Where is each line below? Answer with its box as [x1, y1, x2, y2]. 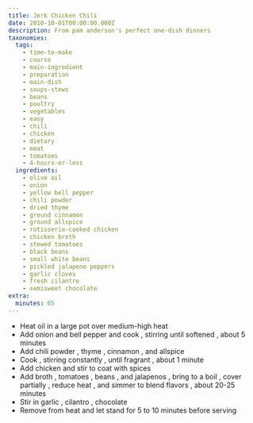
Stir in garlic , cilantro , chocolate [19, 397, 128, 406]
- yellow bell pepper [22, 188, 94, 197]
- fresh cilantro [22, 277, 80, 286]
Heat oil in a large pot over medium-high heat [19, 321, 168, 330]
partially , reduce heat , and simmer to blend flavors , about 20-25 [19, 380, 236, 390]
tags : [15, 41, 34, 49]
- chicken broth [22, 233, 77, 241]
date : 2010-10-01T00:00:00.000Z [8, 19, 115, 27]
